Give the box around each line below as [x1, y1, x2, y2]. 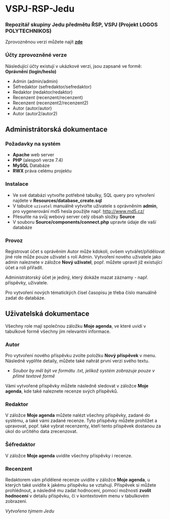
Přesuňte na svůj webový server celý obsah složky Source [12, 213, 135, 220]
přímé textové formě [12, 373, 55, 379]
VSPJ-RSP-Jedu [5, 3, 75, 15]
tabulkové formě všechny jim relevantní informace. [5, 328, 111, 334]
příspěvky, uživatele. [5, 280, 49, 286]
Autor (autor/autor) [12, 105, 52, 111]
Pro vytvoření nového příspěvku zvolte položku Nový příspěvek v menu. [5, 353, 157, 359]
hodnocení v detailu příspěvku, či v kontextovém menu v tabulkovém [5, 493, 149, 499]
